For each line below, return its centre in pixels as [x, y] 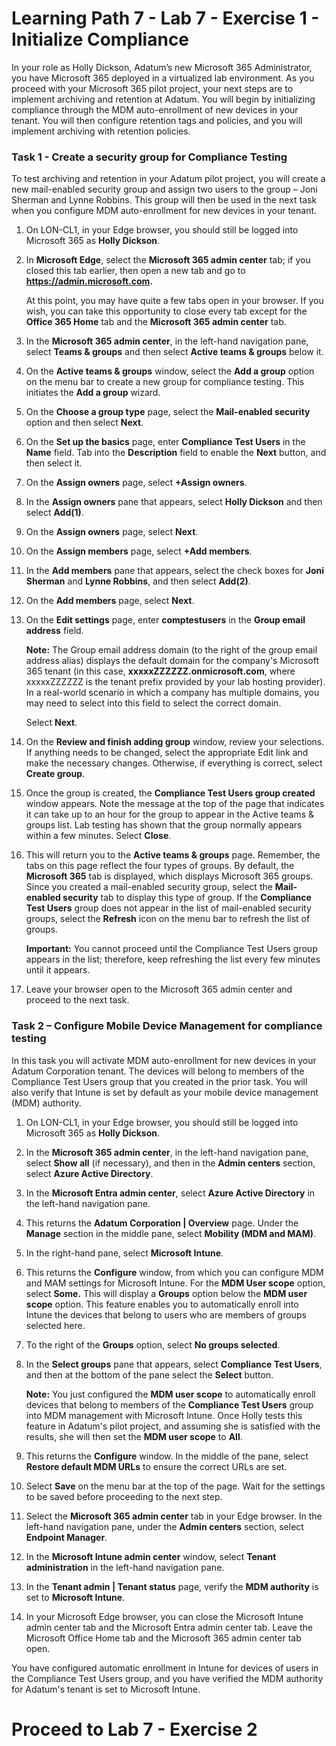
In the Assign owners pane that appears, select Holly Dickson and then [174, 502]
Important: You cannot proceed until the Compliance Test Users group [171, 949]
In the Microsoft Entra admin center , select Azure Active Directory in [170, 1193]
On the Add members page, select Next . [110, 601]
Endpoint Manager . [66, 1537]
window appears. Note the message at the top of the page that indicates [175, 804]
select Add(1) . [54, 513]
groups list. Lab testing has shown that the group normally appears [164, 825]
